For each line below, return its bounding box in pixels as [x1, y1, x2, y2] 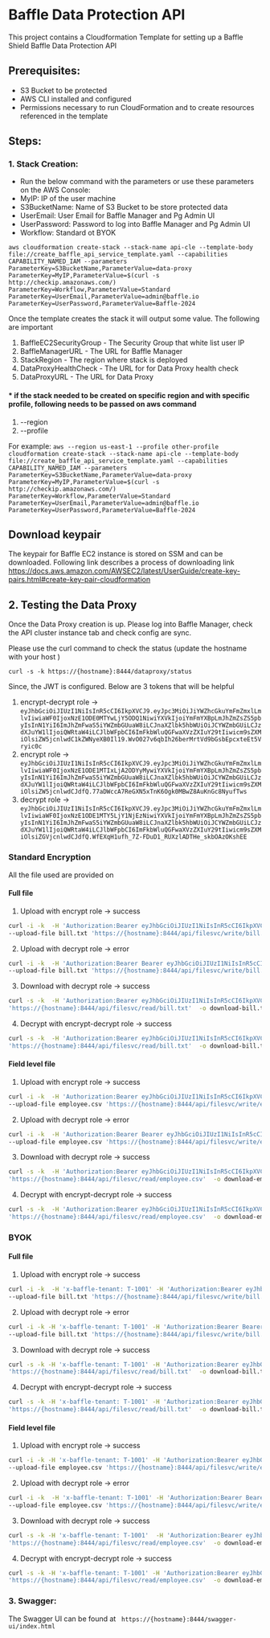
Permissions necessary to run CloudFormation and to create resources [19, 102, 255, 112]
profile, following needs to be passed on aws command [8, 400, 197, 409]
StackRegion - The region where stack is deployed [19, 355, 188, 365]
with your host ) [8, 652, 60, 662]
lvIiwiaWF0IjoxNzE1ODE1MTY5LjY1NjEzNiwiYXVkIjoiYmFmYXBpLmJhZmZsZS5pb [19, 812, 262, 820]
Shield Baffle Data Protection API [8, 40, 117, 50]
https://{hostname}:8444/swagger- [121, 1615, 237, 1624]
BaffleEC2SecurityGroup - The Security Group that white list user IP [19, 338, 245, 347]
